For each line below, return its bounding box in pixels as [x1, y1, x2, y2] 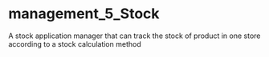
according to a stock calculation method [8, 39, 142, 48]
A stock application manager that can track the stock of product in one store [8, 31, 261, 40]
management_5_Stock [8, 5, 160, 23]
